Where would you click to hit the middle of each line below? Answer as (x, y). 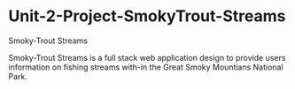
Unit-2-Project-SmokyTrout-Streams (147, 16)
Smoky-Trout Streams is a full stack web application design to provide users (147, 57)
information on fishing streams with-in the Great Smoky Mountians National (146, 67)
